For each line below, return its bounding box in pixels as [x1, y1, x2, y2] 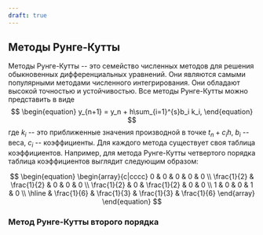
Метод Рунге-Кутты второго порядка [8, 216, 159, 227]
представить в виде [8, 95, 75, 105]
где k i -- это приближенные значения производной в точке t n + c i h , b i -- [8, 127, 250, 139]
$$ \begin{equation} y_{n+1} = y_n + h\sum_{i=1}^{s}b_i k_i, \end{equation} [10, 107, 254, 116]
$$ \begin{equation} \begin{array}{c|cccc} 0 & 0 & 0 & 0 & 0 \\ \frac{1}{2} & [9, 172, 254, 182]
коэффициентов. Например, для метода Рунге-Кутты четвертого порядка [8, 149, 256, 158]
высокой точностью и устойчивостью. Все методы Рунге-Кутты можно [8, 86, 249, 96]
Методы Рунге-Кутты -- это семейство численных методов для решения [8, 61, 254, 71]
